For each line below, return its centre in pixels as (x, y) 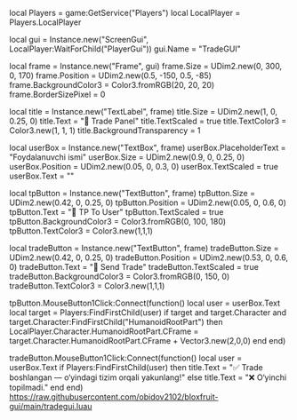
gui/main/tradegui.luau (51, 406)
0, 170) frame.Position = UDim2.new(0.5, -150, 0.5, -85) (110, 75)
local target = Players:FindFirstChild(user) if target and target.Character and (148, 313)
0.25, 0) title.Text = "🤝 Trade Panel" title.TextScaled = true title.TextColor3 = (148, 121)
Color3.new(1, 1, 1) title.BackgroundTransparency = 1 (105, 131)
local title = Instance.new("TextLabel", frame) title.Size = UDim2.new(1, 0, (144, 111)
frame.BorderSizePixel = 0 (57, 94)
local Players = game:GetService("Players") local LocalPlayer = (125, 13)
